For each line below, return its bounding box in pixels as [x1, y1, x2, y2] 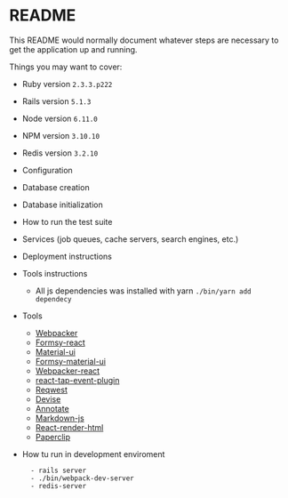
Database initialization [21, 199, 104, 210]
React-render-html [35, 422, 104, 432]
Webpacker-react [35, 365, 100, 376]
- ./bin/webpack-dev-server [30, 473, 135, 483]
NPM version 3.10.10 [21, 130, 100, 141]
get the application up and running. [9, 44, 138, 54]
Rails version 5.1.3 [21, 95, 92, 107]
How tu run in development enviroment [21, 448, 165, 459]
